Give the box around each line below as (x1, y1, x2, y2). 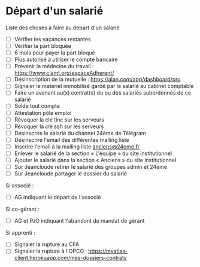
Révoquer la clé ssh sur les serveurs (14, 123, 104, 130)
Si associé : (5, 182, 34, 189)
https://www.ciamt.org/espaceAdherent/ (14, 69, 114, 77)
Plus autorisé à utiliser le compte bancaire (14, 56, 118, 63)
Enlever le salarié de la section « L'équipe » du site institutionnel (14, 150, 172, 157)
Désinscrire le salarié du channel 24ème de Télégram (14, 129, 146, 136)
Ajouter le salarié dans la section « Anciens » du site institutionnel (14, 156, 177, 163)
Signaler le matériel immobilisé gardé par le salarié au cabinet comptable (14, 83, 194, 90)
